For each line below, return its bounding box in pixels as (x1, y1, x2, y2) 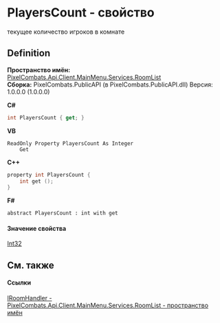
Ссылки (7, 278, 32, 287)
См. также (7, 259, 55, 271)
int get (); (19, 177, 54, 185)
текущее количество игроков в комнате (7, 27, 125, 36)
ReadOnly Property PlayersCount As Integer (7, 140, 134, 147)
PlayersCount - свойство (7, 5, 155, 21)
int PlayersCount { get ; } (7, 114, 85, 121)
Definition (7, 47, 50, 59)
